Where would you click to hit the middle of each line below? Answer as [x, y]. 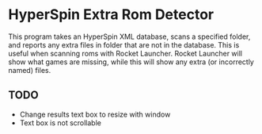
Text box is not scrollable [60, 123]
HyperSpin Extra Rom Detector [111, 15]
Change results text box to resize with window [95, 114]
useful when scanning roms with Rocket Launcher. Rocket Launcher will [125, 53]
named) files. [30, 70]
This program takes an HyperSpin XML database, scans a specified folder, [129, 36]
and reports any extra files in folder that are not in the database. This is [124, 44]
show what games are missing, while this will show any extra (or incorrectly [131, 62]
